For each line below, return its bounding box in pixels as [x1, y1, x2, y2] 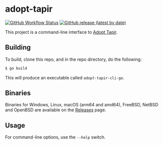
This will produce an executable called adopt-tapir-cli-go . [5, 74, 125, 80]
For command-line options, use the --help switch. [5, 134, 106, 140]
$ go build [5, 66, 27, 71]
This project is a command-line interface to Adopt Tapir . [5, 29, 118, 35]
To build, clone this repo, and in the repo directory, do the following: [5, 56, 142, 62]
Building [5, 43, 31, 52]
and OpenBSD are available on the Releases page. [5, 107, 106, 113]
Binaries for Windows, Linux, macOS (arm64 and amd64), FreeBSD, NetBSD [5, 102, 159, 108]
